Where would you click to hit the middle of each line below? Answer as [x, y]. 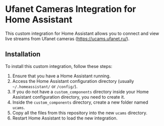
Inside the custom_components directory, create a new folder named [80, 102]
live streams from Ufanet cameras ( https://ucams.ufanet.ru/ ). [67, 39]
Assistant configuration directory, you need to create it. [69, 97]
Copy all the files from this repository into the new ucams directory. [80, 113]
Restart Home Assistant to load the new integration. [65, 118]
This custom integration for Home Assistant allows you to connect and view [82, 33]
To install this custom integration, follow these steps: [59, 66]
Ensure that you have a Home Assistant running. [61, 76]
